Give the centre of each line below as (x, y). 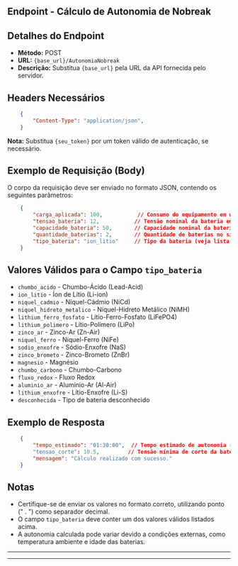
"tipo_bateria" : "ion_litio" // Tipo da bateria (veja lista (131, 241)
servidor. (30, 76)
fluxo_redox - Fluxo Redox (56, 377)
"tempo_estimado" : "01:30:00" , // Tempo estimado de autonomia (130, 445)
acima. (27, 527)
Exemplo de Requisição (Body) (76, 171)
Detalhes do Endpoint (56, 36)
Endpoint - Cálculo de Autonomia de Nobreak (109, 12)
